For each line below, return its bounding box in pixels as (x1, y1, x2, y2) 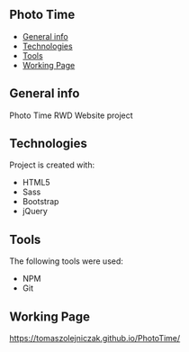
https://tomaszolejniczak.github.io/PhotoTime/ (9, 333, 181, 344)
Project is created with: (9, 159, 95, 170)
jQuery (22, 206, 48, 217)
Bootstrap (22, 196, 59, 207)
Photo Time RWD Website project (9, 110, 133, 121)
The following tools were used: (9, 256, 124, 266)
